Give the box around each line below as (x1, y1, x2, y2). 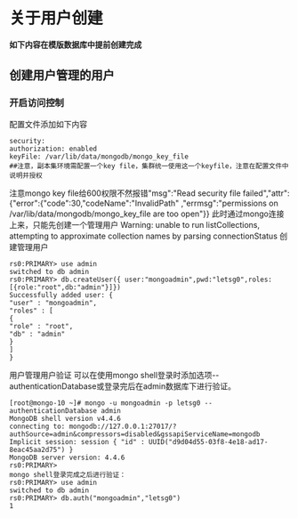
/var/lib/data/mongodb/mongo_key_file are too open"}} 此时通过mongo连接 (9, 208, 285, 219)
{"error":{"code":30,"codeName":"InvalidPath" (9, 198, 180, 208)
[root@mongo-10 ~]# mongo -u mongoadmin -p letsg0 (9, 398, 201, 408)
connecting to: (9, 422, 66, 431)
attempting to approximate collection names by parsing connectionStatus (9, 231, 278, 241)
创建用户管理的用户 (9, 68, 115, 83)
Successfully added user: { (9, 290, 114, 299)
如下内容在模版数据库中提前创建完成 (9, 39, 142, 50)
